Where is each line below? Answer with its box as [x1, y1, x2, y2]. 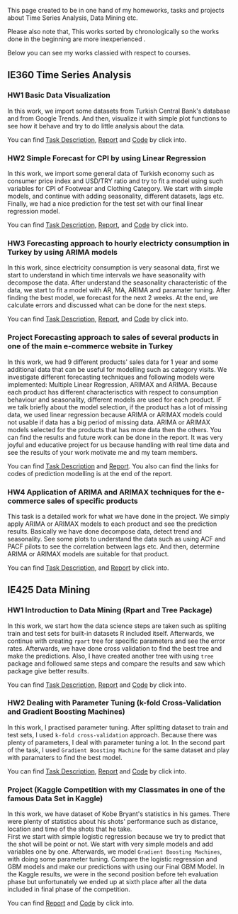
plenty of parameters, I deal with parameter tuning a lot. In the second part [7, 738, 225, 747]
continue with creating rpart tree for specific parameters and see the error [7, 637, 225, 645]
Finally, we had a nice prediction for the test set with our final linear [7, 199, 203, 208]
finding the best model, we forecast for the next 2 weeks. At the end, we [7, 294, 218, 302]
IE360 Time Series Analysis [7, 69, 132, 81]
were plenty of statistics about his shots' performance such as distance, [7, 817, 218, 826]
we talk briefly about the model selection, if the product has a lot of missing [7, 402, 228, 411]
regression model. [7, 207, 60, 215]
